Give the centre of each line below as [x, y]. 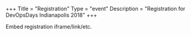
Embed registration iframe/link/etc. [49, 27]
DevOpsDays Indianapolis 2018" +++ [52, 15]
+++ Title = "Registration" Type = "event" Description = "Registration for [95, 9]
